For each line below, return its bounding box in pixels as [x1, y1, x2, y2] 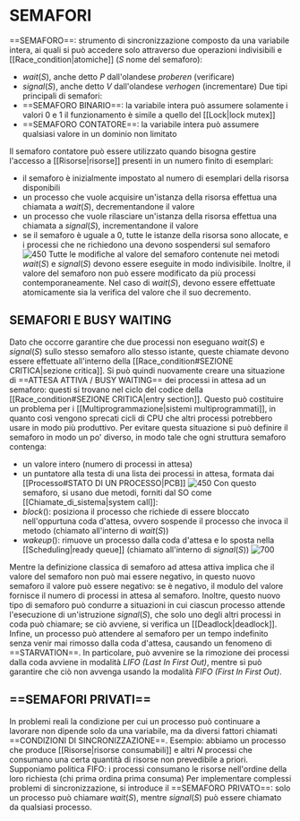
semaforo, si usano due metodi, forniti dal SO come [21, 487, 212, 498]
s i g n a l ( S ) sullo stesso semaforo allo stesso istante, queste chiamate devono [9, 346, 289, 356]
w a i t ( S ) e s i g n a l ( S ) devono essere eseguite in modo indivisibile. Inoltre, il [21, 258, 291, 269]
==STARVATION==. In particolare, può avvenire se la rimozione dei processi [9, 646, 289, 658]
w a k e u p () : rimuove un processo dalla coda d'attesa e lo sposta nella [21, 535, 275, 545]
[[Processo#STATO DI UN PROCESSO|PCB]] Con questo [21, 477, 257, 488]
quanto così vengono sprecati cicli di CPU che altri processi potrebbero [9, 413, 273, 423]
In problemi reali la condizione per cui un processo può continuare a [9, 715, 261, 726]
